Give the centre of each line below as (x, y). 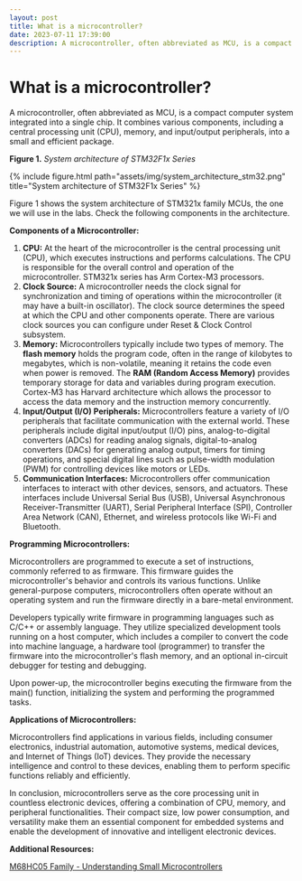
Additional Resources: (52, 849)
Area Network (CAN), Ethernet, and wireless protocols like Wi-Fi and (150, 517)
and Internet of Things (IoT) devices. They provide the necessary (130, 756)
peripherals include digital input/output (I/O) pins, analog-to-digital (146, 431)
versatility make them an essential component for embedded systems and (146, 822)
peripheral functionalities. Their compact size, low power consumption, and (150, 812)
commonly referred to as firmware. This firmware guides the (122, 571)
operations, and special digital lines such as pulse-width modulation (148, 459)
